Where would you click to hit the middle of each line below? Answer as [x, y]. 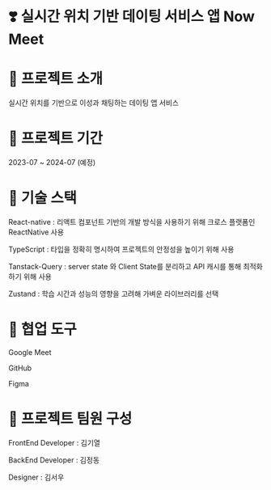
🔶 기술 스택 [42, 198]
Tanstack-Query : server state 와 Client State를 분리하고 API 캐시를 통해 [125, 266]
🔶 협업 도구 [42, 329]
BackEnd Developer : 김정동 [54, 460]
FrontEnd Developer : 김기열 [55, 442]
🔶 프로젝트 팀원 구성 [70, 419]
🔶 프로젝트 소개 [56, 79]
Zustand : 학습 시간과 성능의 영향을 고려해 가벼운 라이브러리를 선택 [114, 294]
